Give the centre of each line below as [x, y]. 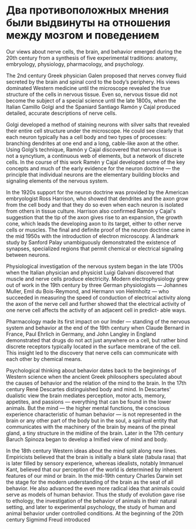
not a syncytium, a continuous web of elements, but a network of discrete [95, 156]
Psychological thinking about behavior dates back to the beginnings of [91, 370]
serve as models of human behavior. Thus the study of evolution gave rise [96, 494]
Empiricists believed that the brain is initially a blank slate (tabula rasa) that [96, 457]
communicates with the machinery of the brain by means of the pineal [91, 426]
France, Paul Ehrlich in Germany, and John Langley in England [81, 334]
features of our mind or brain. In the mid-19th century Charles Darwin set [94, 475]
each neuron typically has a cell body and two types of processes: [87, 137]
